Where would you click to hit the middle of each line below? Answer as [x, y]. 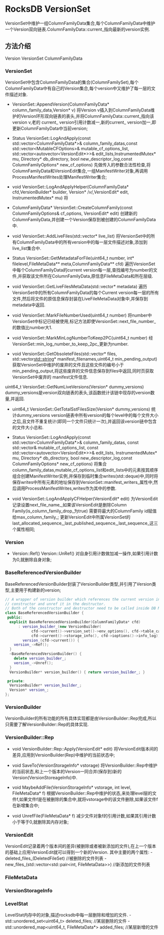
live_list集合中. [27, 249]
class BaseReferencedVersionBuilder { [44, 613]
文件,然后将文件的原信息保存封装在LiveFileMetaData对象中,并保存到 [80, 299]
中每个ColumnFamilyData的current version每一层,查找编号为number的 [83, 270]
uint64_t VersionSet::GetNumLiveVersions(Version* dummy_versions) [74, 387]
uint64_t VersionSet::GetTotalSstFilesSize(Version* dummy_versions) [81, 409]
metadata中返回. [29, 305]
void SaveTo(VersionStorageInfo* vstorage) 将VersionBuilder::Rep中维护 [85, 765]
